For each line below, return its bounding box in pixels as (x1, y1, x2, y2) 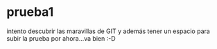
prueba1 (6, 4, 54, 20)
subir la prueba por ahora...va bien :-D (6, 34, 116, 42)
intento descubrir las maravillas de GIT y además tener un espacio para (6, 27, 211, 35)
